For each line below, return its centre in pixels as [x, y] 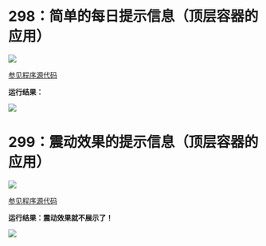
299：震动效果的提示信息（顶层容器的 [133, 143]
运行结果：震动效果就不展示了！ [61, 217]
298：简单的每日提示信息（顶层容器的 [133, 16]
